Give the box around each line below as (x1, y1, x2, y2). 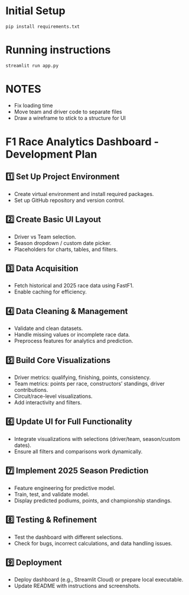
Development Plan (5, 148, 97, 161)
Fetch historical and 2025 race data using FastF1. (14, 282, 134, 289)
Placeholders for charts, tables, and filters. (14, 246, 118, 253)
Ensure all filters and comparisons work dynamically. (14, 447, 143, 455)
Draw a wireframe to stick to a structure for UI (14, 114, 126, 122)
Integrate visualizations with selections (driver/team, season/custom (14, 435, 181, 442)
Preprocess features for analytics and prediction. (14, 338, 133, 345)
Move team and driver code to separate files (14, 108, 122, 115)
